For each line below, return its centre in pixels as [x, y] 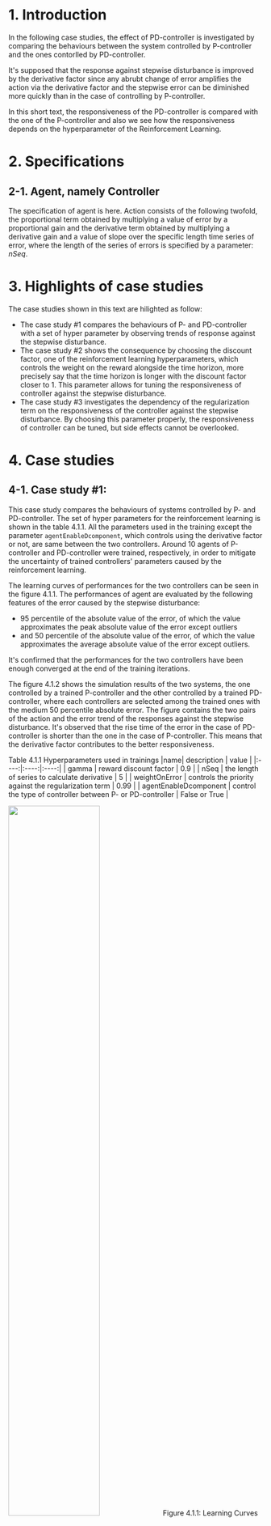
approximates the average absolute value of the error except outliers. [135, 644]
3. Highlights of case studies [106, 287]
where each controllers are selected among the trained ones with [152, 701]
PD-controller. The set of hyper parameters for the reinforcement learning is [134, 518]
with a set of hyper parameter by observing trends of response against [138, 333]
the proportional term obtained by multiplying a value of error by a [118, 219]
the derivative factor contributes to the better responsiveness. [111, 744]
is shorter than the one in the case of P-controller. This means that [152, 735]
